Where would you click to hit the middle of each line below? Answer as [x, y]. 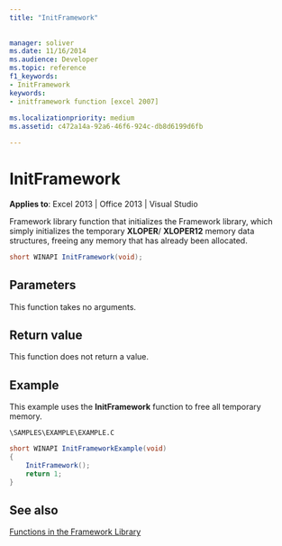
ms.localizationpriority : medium [72, 118]
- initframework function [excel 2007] [84, 101]
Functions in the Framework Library [75, 532]
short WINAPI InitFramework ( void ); [76, 257]
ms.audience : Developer [54, 59]
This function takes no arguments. [73, 306]
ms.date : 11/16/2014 [48, 51]
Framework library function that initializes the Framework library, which [141, 221]
